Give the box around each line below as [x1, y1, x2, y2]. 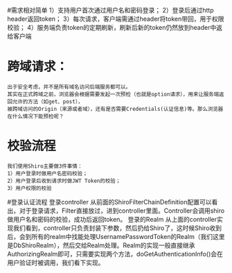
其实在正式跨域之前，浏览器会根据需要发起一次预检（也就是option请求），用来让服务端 [7, 91, 220, 98]
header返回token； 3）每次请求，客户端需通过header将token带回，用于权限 [7, 15, 224, 23]
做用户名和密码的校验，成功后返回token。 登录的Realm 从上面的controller [7, 215, 217, 223]
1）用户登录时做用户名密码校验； [7, 170, 88, 177]
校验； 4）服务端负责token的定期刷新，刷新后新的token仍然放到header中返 [7, 24, 223, 31]
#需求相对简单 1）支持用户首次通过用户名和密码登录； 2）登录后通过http [7, 6, 214, 14]
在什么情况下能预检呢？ [7, 113, 64, 120]
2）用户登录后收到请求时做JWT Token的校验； [7, 177, 121, 184]
